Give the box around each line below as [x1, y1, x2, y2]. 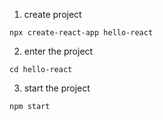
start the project [23, 82, 91, 94]
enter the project [23, 45, 94, 57]
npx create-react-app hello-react [9, 28, 154, 38]
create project [23, 9, 82, 20]
